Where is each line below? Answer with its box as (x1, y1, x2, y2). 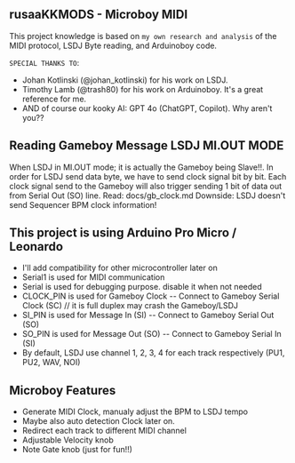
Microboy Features (9, 382, 116, 398)
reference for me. (21, 93, 87, 104)
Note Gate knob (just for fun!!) (21, 444, 133, 455)
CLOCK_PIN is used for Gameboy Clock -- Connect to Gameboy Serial (21, 291, 280, 301)
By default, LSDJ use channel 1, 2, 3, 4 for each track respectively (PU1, (21, 347, 285, 358)
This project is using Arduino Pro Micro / (9, 226, 237, 241)
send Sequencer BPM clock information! (9, 199, 157, 210)
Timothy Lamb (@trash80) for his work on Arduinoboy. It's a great (21, 84, 264, 94)
